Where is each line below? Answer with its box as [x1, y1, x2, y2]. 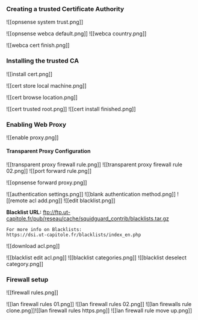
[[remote [6, 197, 28, 204]
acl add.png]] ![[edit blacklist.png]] [29, 197, 116, 204]
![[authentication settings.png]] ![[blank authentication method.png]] [6, 191, 176, 198]
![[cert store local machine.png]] [6, 82, 87, 89]
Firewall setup [6, 276, 49, 284]
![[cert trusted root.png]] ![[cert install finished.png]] [6, 105, 137, 112]
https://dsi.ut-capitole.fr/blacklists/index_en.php [6, 232, 141, 238]
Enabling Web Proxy [6, 120, 67, 128]
